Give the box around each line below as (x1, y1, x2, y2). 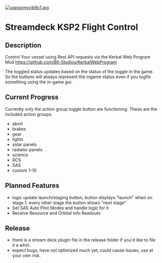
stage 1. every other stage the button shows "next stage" (12, 200, 126, 205)
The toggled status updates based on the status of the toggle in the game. (5, 69, 154, 74)
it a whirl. (12, 242, 31, 248)
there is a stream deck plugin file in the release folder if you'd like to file (12, 237, 156, 243)
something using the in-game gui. (5, 79, 73, 85)
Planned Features (5, 182, 60, 190)
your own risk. (12, 253, 41, 259)
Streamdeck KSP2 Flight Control (5, 22, 139, 33)
